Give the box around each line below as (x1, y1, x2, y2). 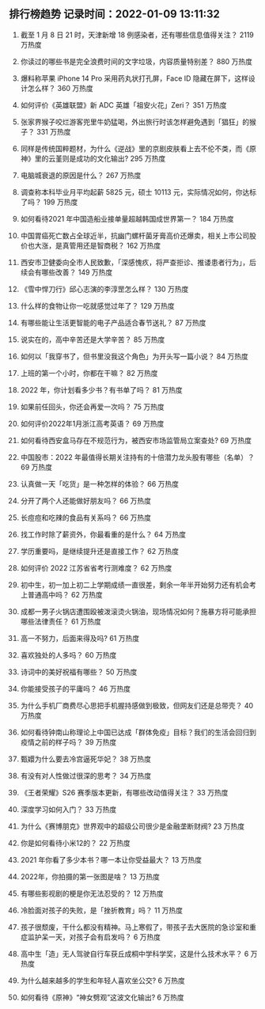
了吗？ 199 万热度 (20, 197, 78, 207)
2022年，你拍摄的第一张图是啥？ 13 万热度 (20, 871, 161, 881)
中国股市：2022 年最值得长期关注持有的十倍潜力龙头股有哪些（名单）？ (20, 452, 256, 461)
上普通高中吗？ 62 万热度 (20, 590, 103, 599)
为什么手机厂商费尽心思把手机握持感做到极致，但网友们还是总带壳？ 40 (20, 700, 254, 710)
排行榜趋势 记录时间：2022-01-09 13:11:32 (9, 7, 220, 21)
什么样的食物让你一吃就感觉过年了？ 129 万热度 (20, 301, 175, 310)
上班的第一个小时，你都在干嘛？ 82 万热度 (20, 368, 158, 377)
